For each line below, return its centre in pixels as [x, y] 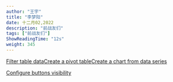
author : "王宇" [24, 12]
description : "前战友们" [35, 28]
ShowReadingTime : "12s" [35, 39]
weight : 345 [21, 45]
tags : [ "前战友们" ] [28, 34]
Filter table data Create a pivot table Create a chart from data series [86, 61]
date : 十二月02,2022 [30, 22]
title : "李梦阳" [25, 17]
